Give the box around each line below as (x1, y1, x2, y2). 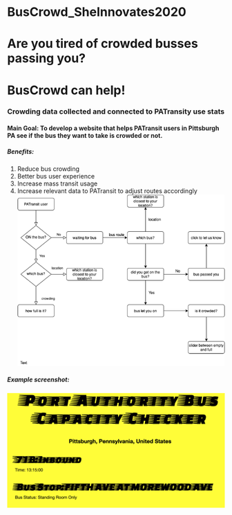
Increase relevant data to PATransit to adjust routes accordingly (17, 187, 198, 195)
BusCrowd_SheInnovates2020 (7, 4, 186, 20)
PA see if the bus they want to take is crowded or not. (7, 132, 163, 140)
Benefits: (7, 147, 35, 156)
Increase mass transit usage (17, 179, 98, 188)
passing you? (7, 51, 86, 66)
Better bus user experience (17, 172, 95, 181)
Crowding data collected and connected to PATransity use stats (7, 107, 225, 116)
